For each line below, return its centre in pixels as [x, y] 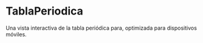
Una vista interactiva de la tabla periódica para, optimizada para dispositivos [101, 28]
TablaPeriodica [44, 11]
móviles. [16, 34]
